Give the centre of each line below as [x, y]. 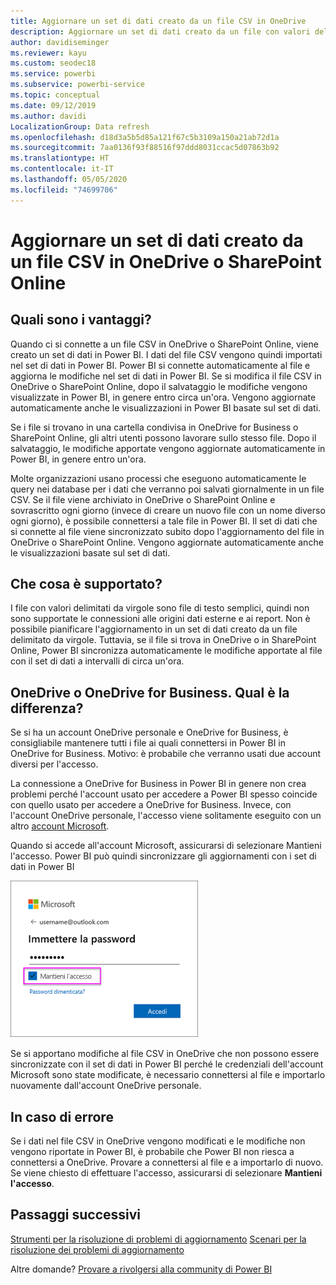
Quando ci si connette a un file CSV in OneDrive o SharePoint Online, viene [164, 344]
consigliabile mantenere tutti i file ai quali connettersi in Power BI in [148, 743]
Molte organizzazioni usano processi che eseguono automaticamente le [158, 478]
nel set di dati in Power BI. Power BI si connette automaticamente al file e [160, 365]
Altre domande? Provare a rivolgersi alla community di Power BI [141, 1269]
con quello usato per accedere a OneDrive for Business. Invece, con [151, 805]
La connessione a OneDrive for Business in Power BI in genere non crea [158, 784]
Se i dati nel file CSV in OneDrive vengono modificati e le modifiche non [158, 1141]
